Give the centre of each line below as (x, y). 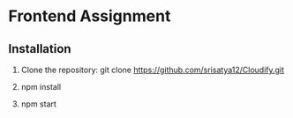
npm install (41, 87)
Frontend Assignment (90, 16)
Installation (40, 49)
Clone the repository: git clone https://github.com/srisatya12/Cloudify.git (152, 70)
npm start (38, 104)
